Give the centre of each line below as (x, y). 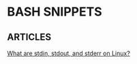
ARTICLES (29, 37)
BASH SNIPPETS (55, 12)
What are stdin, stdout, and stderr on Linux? (69, 53)
